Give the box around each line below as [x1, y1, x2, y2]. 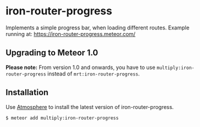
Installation [5, 87, 49, 98]
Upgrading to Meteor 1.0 [5, 48, 98, 58]
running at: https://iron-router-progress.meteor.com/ [5, 30, 136, 37]
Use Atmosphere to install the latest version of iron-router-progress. [5, 103, 174, 110]
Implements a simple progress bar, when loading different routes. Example [5, 24, 190, 31]
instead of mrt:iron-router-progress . [47, 70, 140, 77]
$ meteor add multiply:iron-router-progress [5, 115, 119, 121]
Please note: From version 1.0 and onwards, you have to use [5, 63, 156, 71]
